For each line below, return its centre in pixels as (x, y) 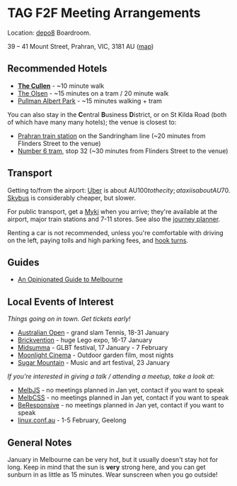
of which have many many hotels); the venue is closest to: (92, 122)
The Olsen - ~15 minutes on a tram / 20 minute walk (93, 93)
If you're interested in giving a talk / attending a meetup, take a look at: (111, 376)
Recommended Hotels (57, 69)
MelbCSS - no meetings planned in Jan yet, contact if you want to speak (123, 397)
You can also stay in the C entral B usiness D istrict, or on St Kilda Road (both (117, 114)
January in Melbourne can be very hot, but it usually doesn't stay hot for (112, 459)
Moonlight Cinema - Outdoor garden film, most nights (96, 355)
